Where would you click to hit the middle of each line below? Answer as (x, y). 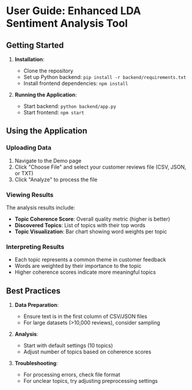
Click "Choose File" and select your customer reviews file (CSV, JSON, (100, 167)
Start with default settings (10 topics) (68, 346)
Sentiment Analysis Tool (67, 23)
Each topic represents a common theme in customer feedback (90, 260)
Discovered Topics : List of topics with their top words (80, 225)
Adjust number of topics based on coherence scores (87, 352)
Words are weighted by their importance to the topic (78, 266)
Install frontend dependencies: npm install (76, 83)
